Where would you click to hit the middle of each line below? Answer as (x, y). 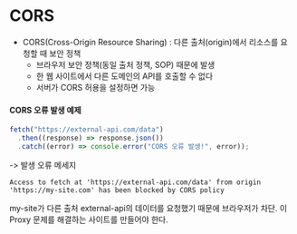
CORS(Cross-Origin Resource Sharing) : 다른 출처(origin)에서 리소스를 (150, 42)
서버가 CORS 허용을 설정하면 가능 (96, 87)
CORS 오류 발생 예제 (45, 110)
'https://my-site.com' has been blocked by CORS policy (117, 190)
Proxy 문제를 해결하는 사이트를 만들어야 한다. (89, 219)
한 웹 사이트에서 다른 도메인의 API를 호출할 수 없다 (125, 76)
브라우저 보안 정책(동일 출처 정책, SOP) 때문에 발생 (125, 64)
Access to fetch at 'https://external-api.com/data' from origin (135, 182)
